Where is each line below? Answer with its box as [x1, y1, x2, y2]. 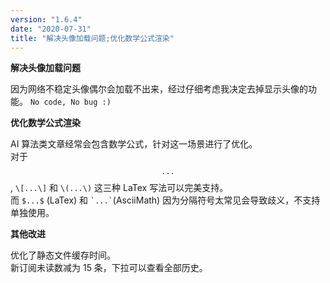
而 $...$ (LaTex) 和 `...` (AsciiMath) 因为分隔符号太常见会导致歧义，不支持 [10, 194, 321, 206]
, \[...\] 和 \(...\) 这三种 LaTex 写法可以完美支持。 [10, 182, 229, 194]
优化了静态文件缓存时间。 [10, 249, 116, 261]
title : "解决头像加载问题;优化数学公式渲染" [10, 33, 175, 43]
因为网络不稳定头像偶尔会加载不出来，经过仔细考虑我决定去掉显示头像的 [10, 83, 308, 95]
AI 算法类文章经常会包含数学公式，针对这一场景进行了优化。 [10, 138, 258, 150]
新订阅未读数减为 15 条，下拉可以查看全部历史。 [10, 262, 208, 274]
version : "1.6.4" [10, 14, 83, 25]
